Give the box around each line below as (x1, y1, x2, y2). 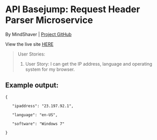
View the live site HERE (5, 41, 54, 47)
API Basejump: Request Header (5, 4, 140, 15)
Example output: (5, 81, 59, 90)
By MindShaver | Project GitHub (5, 31, 72, 37)
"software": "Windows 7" (12, 121, 65, 126)
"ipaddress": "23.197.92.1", (12, 103, 74, 108)
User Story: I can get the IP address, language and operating (25, 61, 152, 67)
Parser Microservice (5, 14, 93, 26)
